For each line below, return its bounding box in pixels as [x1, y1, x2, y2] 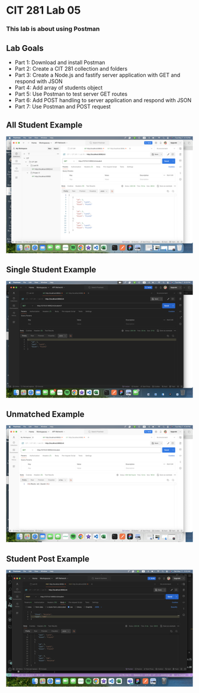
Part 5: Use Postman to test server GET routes [14, 90, 128, 97]
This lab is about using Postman [6, 25, 100, 33]
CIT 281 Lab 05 [6, 4, 81, 17]
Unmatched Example [6, 409, 85, 419]
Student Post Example [6, 554, 90, 564]
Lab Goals [6, 43, 44, 53]
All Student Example [6, 120, 83, 131]
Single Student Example [6, 265, 97, 275]
